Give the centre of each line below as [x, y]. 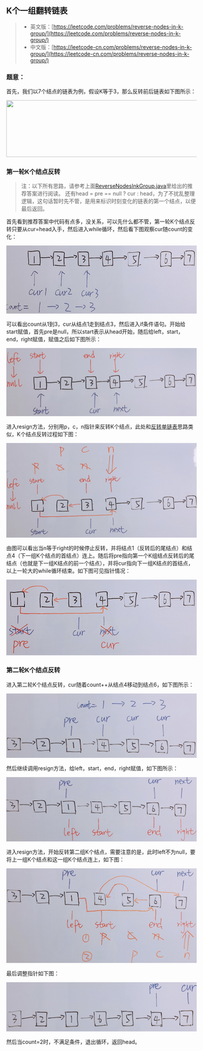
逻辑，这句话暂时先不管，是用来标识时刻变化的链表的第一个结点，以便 [108, 201]
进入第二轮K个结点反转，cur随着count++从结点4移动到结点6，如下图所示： [100, 684]
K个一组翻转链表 [37, 11]
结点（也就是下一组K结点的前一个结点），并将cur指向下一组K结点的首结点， [100, 563]
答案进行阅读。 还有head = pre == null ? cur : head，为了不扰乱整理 [111, 194]
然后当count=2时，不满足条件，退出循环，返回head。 [73, 1042]
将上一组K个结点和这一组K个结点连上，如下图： [66, 859]
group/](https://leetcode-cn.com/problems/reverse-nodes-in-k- [110, 54]
